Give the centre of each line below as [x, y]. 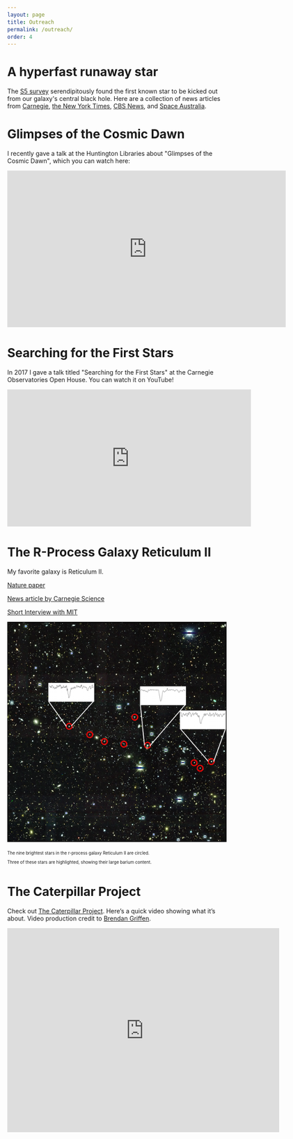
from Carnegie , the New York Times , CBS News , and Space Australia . [107, 106]
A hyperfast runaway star [83, 72]
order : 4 [20, 37]
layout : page [26, 15]
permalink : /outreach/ [40, 29]
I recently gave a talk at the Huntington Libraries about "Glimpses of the [110, 154]
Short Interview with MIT [42, 612]
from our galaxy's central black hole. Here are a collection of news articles [114, 99]
